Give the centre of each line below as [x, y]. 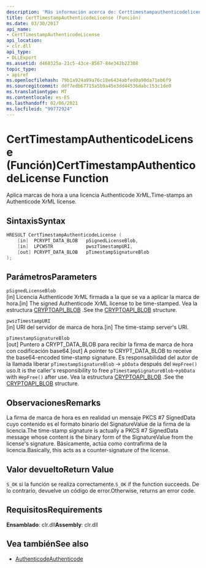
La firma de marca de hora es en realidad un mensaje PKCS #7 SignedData [101, 418]
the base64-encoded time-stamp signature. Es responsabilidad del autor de [102, 358]
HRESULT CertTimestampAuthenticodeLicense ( [64, 235]
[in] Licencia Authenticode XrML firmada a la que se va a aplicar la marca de [103, 297]
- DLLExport [21, 58]
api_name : [19, 29]
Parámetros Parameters [52, 277]
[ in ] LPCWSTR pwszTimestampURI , [75, 246]
